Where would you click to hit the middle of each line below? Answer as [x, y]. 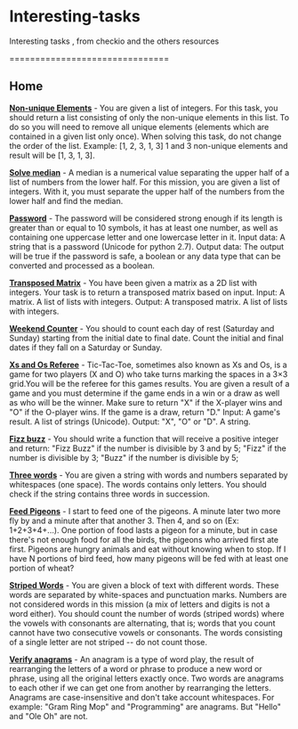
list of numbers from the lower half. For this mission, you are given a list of [145, 182]
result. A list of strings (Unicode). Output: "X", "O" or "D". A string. [130, 422]
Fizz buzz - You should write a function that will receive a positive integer [144, 438]
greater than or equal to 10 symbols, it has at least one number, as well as [144, 227]
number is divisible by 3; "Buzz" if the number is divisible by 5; [124, 457]
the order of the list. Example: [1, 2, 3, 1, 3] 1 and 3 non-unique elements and [149, 145]
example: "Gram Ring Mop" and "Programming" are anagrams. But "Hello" [145, 707]
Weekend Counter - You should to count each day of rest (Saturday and [142, 328]
